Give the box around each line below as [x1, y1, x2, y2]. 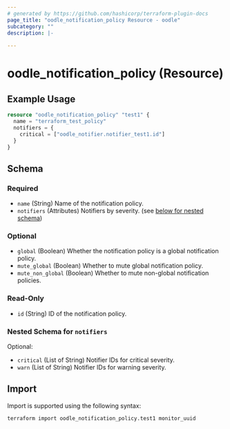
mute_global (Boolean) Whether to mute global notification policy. [17, 262, 204, 270]
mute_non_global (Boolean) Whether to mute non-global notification [17, 269, 209, 277]
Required [7, 183, 39, 193]
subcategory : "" [7, 23, 54, 30]
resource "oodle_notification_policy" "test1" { [7, 111, 150, 118]
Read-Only [7, 293, 45, 303]
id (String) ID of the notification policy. [17, 309, 127, 318]
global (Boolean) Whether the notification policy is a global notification [17, 247, 219, 255]
